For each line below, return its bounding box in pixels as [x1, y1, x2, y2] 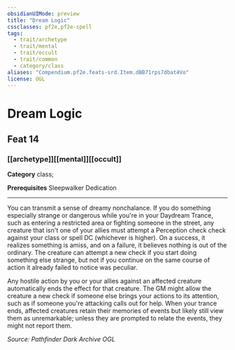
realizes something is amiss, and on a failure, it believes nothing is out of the [7, 241, 227, 249]
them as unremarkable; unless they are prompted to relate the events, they [7, 314, 222, 323]
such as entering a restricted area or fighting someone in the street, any [7, 218, 215, 227]
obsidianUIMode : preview [7, 10, 80, 17]
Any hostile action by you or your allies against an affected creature [7, 277, 202, 286]
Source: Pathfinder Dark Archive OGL [7, 335, 115, 344]
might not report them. [7, 321, 72, 330]
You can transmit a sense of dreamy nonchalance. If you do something [7, 204, 211, 212]
